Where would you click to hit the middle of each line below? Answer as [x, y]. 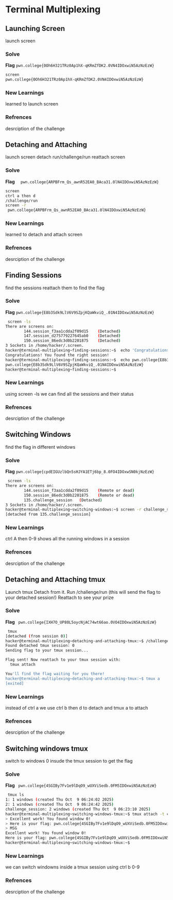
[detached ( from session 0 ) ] [37, 636]
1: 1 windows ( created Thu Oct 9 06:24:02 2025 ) [60, 800]
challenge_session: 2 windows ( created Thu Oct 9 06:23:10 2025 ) [78, 809]
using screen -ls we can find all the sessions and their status [70, 394]
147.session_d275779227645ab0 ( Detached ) [72, 336]
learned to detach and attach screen [44, 235]
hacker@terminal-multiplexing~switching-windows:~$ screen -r [73, 510]
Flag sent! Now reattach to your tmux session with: [63, 660]
